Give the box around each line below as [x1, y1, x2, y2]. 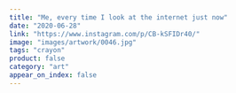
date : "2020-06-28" [9, 21, 82, 30]
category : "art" [9, 63, 69, 72]
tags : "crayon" [9, 46, 66, 55]
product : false [9, 54, 66, 63]
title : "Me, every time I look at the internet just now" [9, 12, 228, 22]
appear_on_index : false [9, 71, 98, 80]
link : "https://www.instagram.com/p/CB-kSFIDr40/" [9, 29, 201, 38]
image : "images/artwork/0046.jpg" [9, 37, 138, 47]
